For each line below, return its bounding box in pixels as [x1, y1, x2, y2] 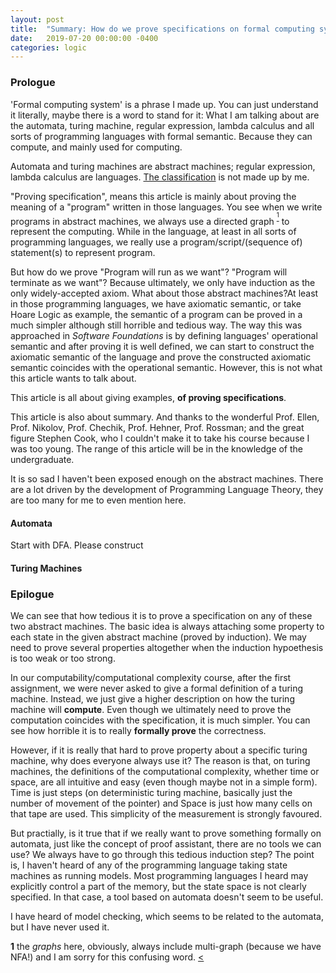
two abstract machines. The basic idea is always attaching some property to [10, 621, 325, 633]
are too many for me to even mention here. [10, 494, 187, 506]
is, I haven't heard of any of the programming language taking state [10, 859, 288, 871]
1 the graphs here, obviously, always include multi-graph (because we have [10, 941, 322, 953]
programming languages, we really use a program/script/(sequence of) [10, 236, 303, 248]
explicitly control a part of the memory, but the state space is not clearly [10, 881, 307, 893]
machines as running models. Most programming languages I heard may [10, 870, 309, 882]
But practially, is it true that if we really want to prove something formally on [10, 827, 322, 840]
